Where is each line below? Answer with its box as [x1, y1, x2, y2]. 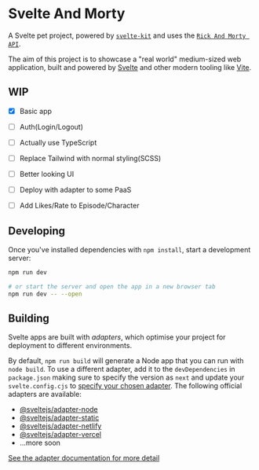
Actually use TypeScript [19, 138, 97, 147]
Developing [8, 224, 65, 237]
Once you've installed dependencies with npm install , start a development [8, 245, 251, 254]
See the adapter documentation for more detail [8, 453, 160, 463]
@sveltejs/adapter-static [19, 413, 100, 423]
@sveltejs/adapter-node [19, 405, 98, 414]
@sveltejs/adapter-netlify [19, 421, 102, 431]
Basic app [19, 106, 53, 116]
